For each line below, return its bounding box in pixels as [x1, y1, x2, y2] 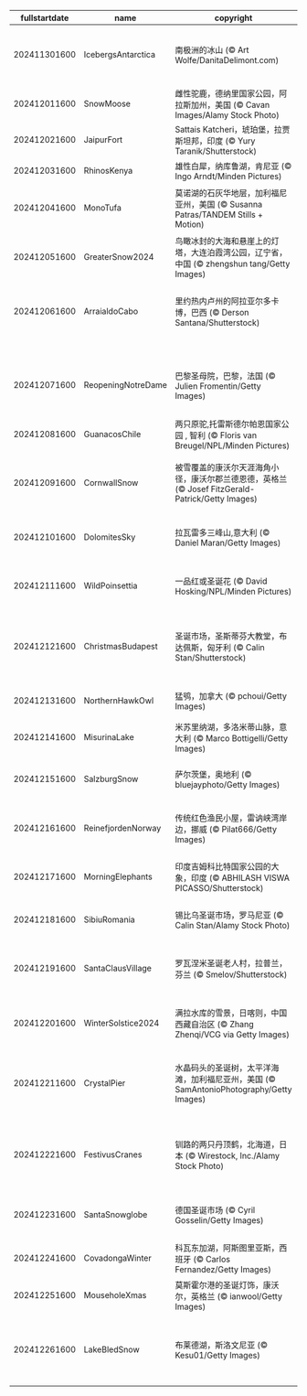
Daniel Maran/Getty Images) [175, 537, 281, 548]
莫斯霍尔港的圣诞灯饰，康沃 [175, 1279, 280, 1290]
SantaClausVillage [83, 962, 153, 974]
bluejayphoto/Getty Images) [175, 779, 281, 790]
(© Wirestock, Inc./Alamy [185, 1150, 281, 1161]
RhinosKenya [83, 166, 133, 176]
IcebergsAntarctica [83, 49, 156, 60]
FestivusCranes [83, 1149, 143, 1160]
